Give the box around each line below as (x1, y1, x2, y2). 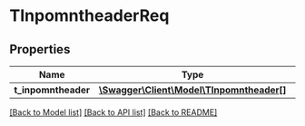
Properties (9, 42, 71, 57)
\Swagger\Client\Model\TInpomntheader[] (98, 83, 287, 96)
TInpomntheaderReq (9, 5, 170, 26)
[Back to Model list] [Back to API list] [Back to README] (9, 107, 218, 118)
